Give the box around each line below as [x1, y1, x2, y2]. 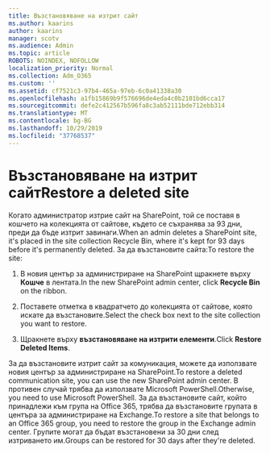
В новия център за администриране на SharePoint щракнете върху [19, 268, 251, 278]
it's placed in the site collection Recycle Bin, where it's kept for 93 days [8, 235, 245, 246]
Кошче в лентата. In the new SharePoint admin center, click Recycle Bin [19, 277, 260, 287]
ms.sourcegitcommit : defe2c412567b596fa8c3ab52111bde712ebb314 [8, 102, 226, 110]
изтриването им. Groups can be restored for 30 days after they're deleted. [8, 435, 255, 445]
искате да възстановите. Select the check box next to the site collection [19, 310, 260, 319]
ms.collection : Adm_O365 [8, 72, 92, 80]
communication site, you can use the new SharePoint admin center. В [8, 376, 239, 385]
